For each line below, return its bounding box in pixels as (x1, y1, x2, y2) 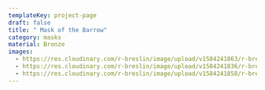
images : (8, 48, 34, 56)
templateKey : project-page (8, 11, 97, 20)
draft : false (8, 19, 51, 27)
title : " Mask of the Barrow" (8, 26, 108, 34)
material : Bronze (8, 41, 65, 49)
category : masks (8, 33, 62, 41)
